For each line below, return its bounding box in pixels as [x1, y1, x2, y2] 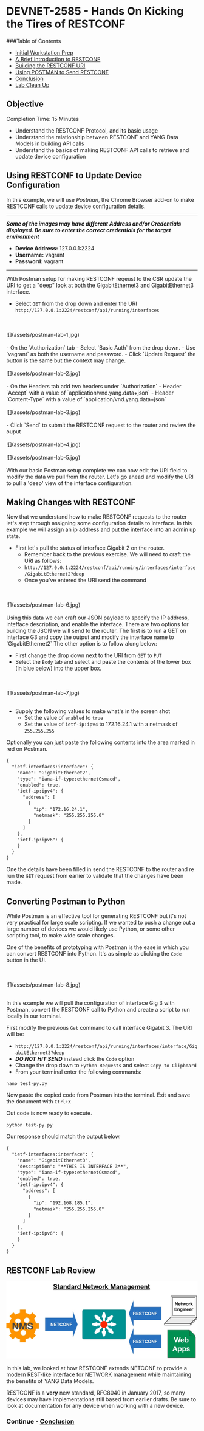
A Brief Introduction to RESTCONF [15, 55, 101, 63]
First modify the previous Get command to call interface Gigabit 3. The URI [6, 1024, 192, 1032]
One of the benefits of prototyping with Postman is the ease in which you [6, 943, 189, 951]
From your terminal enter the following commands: [15, 1068, 141, 1075]
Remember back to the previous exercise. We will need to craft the [24, 551, 191, 558]
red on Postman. [6, 745, 47, 753]
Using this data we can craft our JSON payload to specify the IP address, [6, 614, 189, 621]
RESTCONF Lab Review [6, 1265, 96, 1275]
